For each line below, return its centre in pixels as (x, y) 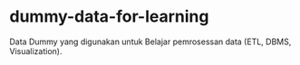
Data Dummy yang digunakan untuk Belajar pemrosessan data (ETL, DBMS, (150, 42)
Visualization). (36, 51)
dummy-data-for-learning (109, 17)
